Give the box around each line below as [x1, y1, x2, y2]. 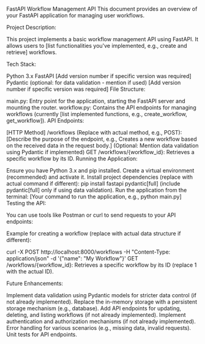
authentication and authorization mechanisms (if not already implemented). [6, 318, 196, 325]
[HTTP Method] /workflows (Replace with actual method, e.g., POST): [6, 129, 182, 136]
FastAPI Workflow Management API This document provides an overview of [6, 6, 198, 12]
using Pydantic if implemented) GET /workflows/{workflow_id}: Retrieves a [6, 149, 195, 155]
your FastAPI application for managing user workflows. [6, 12, 145, 19]
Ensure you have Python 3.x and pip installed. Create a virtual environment [6, 167, 195, 174]
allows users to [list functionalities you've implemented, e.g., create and [6, 42, 188, 49]
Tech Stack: [6, 61, 37, 68]
